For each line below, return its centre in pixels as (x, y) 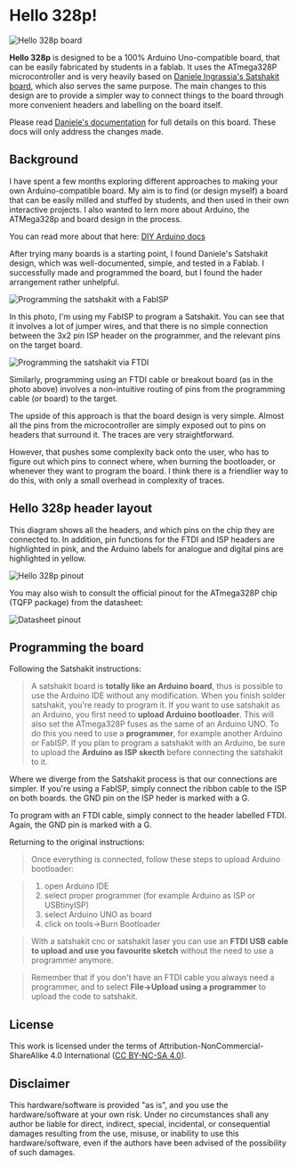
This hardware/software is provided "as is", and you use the (119, 1105)
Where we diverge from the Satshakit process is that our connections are (143, 779)
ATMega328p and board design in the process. (96, 218)
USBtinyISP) (66, 905)
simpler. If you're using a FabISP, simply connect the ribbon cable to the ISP (148, 789)
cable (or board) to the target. (64, 398)
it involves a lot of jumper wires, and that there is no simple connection (139, 325)
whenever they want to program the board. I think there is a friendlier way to (149, 471)
